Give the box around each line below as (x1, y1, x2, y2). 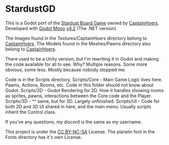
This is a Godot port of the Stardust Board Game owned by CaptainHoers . (5, 20, 159, 26)
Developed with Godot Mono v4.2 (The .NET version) (5, 25, 117, 31)
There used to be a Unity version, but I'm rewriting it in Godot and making (5, 55, 159, 62)
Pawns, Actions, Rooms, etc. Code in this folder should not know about (5, 82, 154, 88)
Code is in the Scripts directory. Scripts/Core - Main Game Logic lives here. (5, 76, 163, 82)
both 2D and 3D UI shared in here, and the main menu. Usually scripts (5, 103, 151, 109)
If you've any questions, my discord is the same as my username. (5, 119, 142, 125)
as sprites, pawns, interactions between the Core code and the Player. (5, 93, 152, 99)
